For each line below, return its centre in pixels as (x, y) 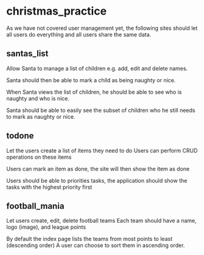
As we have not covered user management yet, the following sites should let (102, 28)
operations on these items (39, 157)
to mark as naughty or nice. (41, 116)
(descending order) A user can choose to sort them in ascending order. (96, 245)
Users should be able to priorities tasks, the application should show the (97, 180)
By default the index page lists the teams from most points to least (89, 239)
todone (20, 136)
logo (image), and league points (46, 227)
